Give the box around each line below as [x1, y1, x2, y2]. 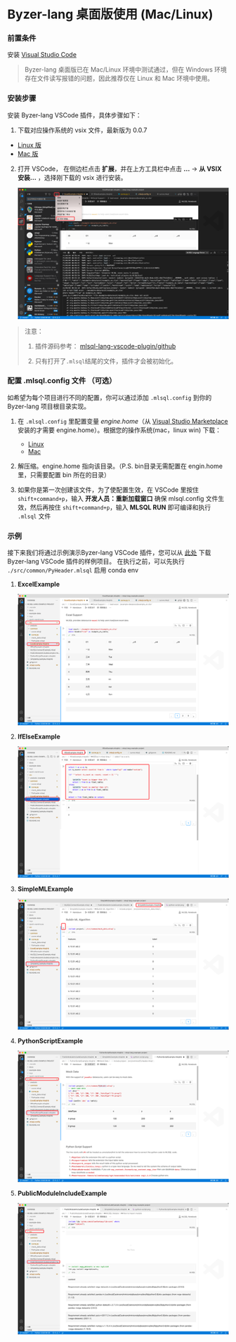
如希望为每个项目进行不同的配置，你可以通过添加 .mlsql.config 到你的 [7, 393, 212, 401]
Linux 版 [17, 141, 42, 149]
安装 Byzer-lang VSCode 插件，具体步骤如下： [7, 110, 142, 119]
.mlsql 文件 [17, 512, 51, 520]
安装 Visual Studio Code [7, 51, 77, 59]
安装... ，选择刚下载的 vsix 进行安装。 [17, 173, 127, 181]
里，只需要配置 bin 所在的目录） [17, 470, 110, 478]
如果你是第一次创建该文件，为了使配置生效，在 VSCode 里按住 [17, 486, 199, 494]
